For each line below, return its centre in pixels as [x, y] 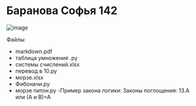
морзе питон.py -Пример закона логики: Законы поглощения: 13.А [102, 90]
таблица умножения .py [46, 58]
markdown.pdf [34, 51]
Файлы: [16, 39]
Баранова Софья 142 [62, 11]
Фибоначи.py [32, 84]
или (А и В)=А [33, 97]
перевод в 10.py [36, 70]
